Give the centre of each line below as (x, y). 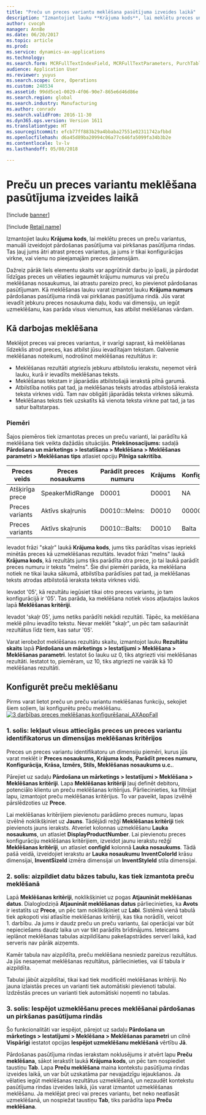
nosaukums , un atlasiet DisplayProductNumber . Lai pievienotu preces (96, 834)
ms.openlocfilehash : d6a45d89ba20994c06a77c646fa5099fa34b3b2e (89, 138)
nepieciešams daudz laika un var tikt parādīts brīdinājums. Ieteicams (93, 930)
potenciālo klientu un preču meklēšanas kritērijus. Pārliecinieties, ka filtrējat (101, 790)
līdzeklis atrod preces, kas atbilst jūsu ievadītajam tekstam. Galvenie (93, 350)
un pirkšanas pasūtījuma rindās (55, 1016)
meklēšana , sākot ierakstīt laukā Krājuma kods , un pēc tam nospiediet (96, 1061)
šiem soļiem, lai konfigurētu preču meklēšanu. (64, 708)
